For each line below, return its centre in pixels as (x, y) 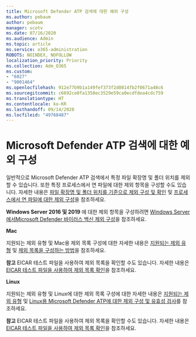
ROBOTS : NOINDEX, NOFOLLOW (39, 55)
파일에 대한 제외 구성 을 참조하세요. (67, 200)
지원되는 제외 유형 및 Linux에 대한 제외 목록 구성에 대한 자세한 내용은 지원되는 (94, 294)
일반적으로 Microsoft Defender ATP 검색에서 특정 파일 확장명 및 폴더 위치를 (93, 178)
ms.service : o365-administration (47, 50)
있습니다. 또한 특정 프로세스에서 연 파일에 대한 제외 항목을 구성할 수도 (97, 185)
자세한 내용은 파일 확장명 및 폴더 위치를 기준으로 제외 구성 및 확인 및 (95, 192)
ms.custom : (19, 71)
